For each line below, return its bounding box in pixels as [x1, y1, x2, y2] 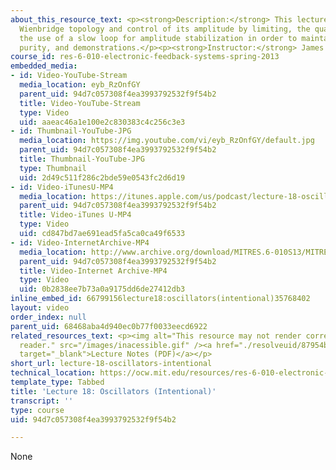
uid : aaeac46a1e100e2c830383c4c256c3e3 [19, 117, 186, 127]
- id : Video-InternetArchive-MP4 [10, 237, 150, 248]
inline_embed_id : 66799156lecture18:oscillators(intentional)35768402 [10, 294, 311, 304]
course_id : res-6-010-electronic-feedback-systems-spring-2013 [10, 52, 280, 62]
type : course [10, 405, 65, 415]
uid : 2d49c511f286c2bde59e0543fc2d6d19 [19, 172, 186, 183]
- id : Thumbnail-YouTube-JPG [10, 126, 132, 136]
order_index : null [10, 312, 87, 322]
